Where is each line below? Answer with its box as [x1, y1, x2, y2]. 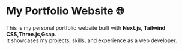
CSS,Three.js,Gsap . [6, 30, 56, 37]
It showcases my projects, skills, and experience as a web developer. [6, 37, 177, 44]
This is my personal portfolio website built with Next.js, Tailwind [6, 24, 166, 31]
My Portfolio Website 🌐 [6, 4, 124, 18]
